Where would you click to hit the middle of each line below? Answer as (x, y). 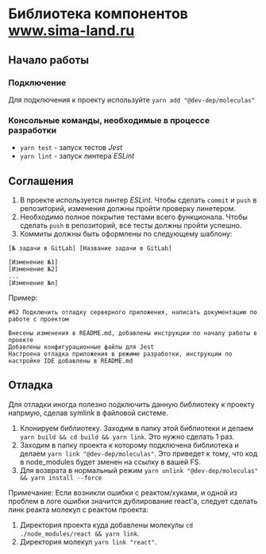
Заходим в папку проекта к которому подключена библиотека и (129, 444)
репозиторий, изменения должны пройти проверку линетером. (128, 208)
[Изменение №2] (33, 269)
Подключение (37, 83)
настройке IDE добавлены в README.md (71, 361)
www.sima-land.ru (71, 31)
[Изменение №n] (33, 283)
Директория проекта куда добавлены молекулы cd (106, 525)
